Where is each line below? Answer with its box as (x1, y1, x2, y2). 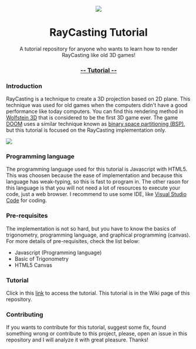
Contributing (6, 310, 43, 318)
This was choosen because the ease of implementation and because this (6, 172, 183, 179)
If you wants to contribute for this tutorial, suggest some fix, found (6, 324, 166, 331)
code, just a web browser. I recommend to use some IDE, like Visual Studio (6, 191, 187, 198)
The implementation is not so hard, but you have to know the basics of (6, 225, 176, 232)
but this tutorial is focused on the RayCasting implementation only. (6, 127, 167, 134)
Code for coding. (6, 197, 47, 204)
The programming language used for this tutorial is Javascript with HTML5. (6, 165, 188, 173)
